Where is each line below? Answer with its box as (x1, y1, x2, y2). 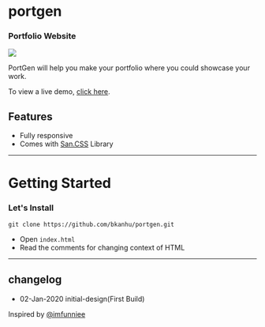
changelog (8, 273, 62, 287)
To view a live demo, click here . (8, 87, 110, 96)
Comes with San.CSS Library (19, 139, 114, 148)
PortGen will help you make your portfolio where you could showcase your (8, 63, 251, 73)
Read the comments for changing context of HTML (19, 242, 185, 252)
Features (8, 110, 53, 123)
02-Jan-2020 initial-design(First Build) (19, 294, 145, 303)
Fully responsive (19, 131, 73, 141)
